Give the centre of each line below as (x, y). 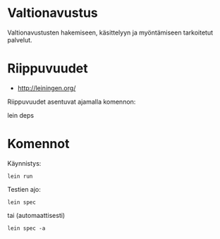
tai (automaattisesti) (36, 215)
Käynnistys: (24, 163)
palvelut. (20, 39)
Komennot (38, 144)
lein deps (20, 115)
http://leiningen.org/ (47, 88)
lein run (20, 176)
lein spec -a (26, 228)
